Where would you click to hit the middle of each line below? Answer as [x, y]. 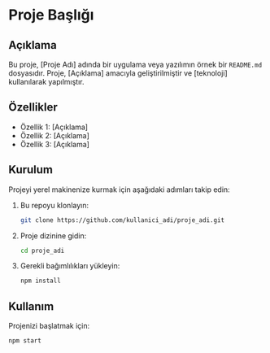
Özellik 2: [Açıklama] [54, 135]
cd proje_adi [42, 251]
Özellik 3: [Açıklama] [54, 144]
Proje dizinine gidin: [53, 235]
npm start [25, 341]
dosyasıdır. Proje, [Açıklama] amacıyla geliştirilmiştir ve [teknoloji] [118, 73]
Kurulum [31, 170]
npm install [40, 281]
